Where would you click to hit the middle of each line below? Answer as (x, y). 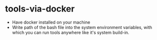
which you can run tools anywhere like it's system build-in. (71, 32)
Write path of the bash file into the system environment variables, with (82, 27)
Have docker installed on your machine (51, 22)
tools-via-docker (40, 9)
